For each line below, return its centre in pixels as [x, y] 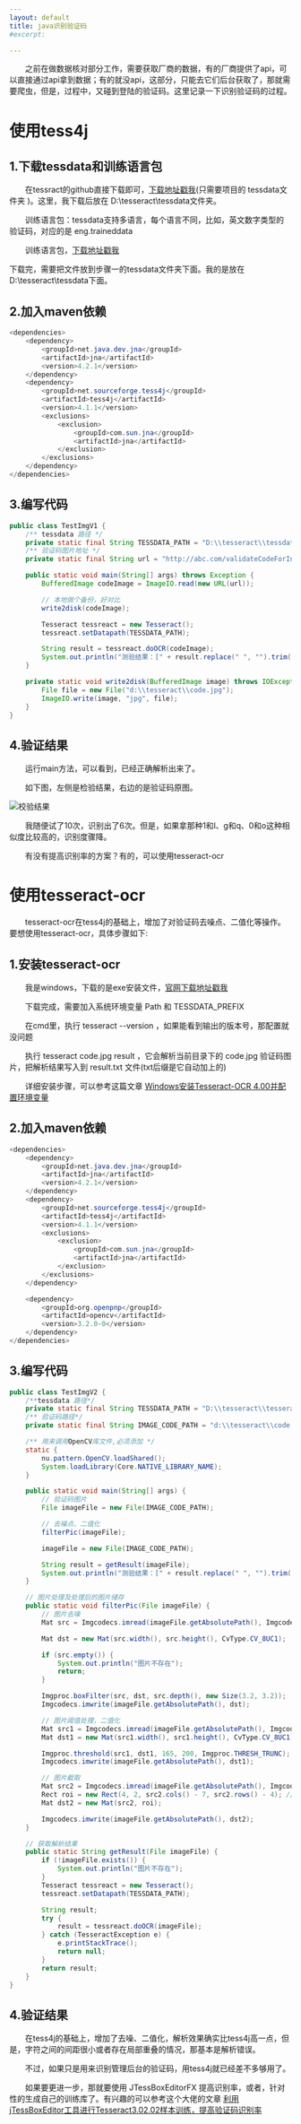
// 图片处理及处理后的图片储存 [75, 1598]
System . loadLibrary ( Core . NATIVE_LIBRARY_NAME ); [132, 1467]
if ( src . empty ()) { [78, 1655]
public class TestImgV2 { [57, 1392]
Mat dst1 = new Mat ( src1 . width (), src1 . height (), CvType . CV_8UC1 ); [170, 1737]
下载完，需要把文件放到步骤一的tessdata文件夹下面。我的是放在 [127, 269]
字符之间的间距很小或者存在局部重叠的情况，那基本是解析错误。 [142, 2050]
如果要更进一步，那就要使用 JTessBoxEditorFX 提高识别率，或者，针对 [155, 2088]
